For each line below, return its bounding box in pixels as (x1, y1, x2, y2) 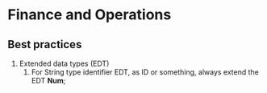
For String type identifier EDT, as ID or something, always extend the (31, 67, 260, 77)
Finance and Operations (7, 6, 172, 24)
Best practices (7, 38, 82, 51)
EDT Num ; (31, 76, 66, 85)
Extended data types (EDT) (19, 59, 110, 68)
